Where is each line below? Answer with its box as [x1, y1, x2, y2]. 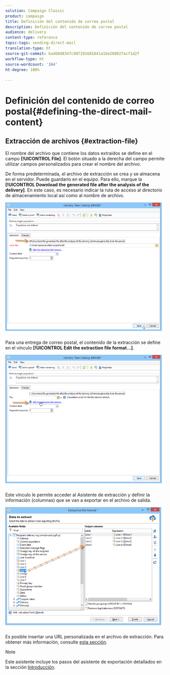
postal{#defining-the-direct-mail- [5, 106, 152, 117]
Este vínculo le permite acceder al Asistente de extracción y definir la [5, 492, 150, 498]
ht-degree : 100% [5, 67, 40, 72]
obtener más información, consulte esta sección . [5, 639, 108, 645]
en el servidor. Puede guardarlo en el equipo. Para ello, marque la [5, 176, 142, 182]
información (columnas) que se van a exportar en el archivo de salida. [5, 497, 151, 503]
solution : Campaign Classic [5, 8, 65, 13]
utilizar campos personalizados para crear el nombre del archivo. [5, 161, 141, 167]
